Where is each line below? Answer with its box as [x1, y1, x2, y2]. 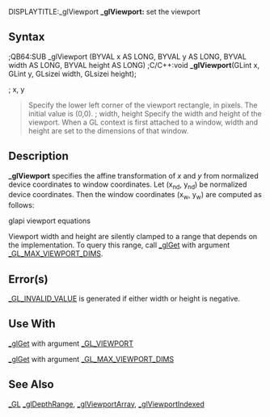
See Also [8, 377, 54, 391]
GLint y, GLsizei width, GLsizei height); [8, 69, 137, 78]
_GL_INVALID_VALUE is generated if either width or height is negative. [8, 294, 241, 304]
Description [8, 150, 69, 163]
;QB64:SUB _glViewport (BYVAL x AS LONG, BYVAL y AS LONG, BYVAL [8, 52, 247, 61]
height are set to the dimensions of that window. [27, 125, 189, 136]
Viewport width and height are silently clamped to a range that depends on [8, 232, 258, 242]
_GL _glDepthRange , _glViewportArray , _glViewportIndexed [8, 399, 205, 409]
